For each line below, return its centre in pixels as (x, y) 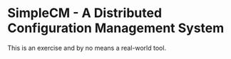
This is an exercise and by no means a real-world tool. (87, 48)
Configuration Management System (116, 28)
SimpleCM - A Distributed (85, 13)
